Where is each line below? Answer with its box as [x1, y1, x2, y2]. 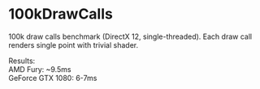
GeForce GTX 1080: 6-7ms [8, 73, 97, 83]
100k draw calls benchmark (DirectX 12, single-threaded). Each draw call [8, 32, 253, 41]
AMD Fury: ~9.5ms [8, 64, 71, 74]
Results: [8, 56, 36, 66]
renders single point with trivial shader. [8, 40, 139, 49]
